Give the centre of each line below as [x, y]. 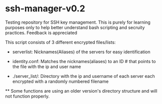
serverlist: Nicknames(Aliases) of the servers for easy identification [81, 52]
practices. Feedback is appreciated [41, 33]
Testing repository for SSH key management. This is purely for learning [78, 22]
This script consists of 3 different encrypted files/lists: [60, 42]
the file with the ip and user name [46, 67]
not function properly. [27, 96]
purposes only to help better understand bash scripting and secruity [75, 27]
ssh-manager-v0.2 [45, 9]
